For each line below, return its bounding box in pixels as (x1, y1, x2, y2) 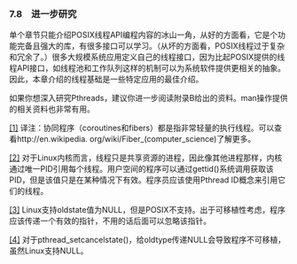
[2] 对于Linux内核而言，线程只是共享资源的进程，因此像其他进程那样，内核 (9, 152, 283, 163)
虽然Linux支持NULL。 (9, 245, 89, 256)
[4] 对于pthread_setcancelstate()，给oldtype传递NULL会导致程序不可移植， (9, 235, 286, 245)
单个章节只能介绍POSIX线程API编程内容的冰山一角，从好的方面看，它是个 (9, 29, 278, 41)
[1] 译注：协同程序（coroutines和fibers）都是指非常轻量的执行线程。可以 (9, 122, 275, 134)
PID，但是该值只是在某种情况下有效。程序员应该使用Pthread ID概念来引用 (9, 175, 278, 185)
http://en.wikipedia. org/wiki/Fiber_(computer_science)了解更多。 (16, 134, 256, 144)
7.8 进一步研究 (9, 7, 77, 19)
